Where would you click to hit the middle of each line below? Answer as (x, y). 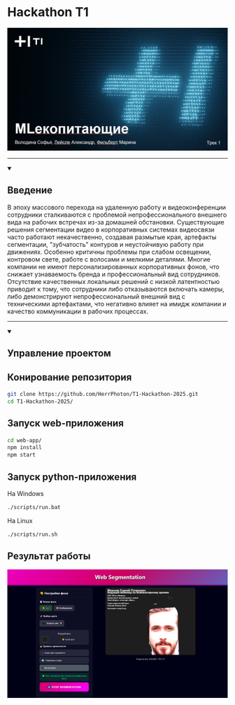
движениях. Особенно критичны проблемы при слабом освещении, (109, 252)
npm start (22, 455)
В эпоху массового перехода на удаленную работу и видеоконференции (116, 207)
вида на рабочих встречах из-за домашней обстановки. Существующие (116, 222)
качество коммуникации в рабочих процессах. (78, 311)
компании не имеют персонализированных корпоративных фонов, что (113, 266)
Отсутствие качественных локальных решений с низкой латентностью (114, 281)
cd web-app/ (24, 440)
